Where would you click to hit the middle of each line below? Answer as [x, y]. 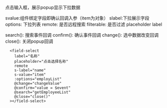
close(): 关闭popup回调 [29, 41]
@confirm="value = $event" [43, 88]
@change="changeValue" [38, 83]
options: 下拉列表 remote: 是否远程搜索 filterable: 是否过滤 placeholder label [84, 24]
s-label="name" [30, 70]
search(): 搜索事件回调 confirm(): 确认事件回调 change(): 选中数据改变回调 [82, 35]
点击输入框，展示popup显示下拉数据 [43, 7]
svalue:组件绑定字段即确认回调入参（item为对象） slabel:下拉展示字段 [77, 18]
